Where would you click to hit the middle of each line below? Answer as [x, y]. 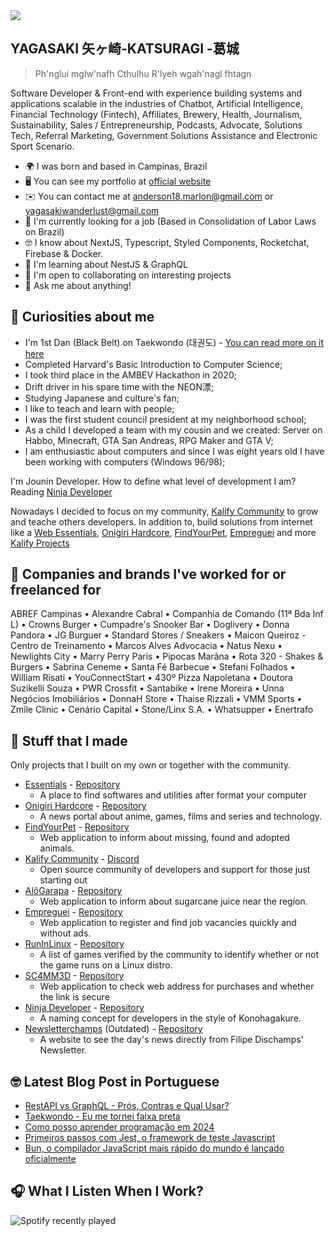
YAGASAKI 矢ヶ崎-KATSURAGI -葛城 [125, 49]
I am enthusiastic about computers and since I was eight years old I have [174, 451]
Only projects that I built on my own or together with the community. [151, 765]
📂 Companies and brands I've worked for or [148, 574]
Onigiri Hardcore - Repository [85, 806]
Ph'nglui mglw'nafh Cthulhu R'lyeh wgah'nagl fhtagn [143, 73]
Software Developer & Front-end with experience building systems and [156, 93]
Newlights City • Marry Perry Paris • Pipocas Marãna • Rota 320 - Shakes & [167, 656]
